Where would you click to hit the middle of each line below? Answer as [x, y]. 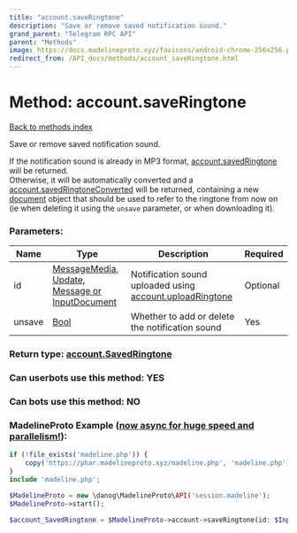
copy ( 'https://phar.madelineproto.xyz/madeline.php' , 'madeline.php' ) [158, 463]
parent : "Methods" [43, 42]
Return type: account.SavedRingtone [91, 354]
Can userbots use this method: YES [87, 378]
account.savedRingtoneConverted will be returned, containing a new [134, 189]
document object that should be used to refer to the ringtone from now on [144, 198]
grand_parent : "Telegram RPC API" [73, 34]
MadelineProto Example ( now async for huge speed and [132, 425]
